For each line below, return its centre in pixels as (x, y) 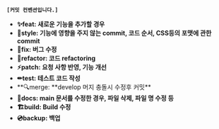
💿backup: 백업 (39, 118)
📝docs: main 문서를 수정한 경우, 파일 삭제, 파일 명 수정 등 (95, 98)
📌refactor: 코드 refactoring (56, 58)
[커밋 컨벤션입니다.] (32, 10)
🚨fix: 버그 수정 (37, 49)
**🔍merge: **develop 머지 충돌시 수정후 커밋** (84, 87)
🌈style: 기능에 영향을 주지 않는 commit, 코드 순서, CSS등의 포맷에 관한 (114, 33)
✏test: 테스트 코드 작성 (48, 78)
